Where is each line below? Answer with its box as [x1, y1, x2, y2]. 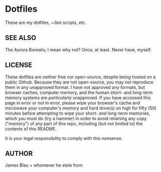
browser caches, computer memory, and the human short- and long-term [5, 89, 153, 95]
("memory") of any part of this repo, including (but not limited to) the [5, 121, 143, 127]
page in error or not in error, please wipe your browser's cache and [5, 100, 141, 106]
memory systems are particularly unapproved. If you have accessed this [5, 94, 151, 101]
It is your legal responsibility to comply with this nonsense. [5, 135, 123, 141]
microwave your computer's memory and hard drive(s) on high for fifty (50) [5, 105, 157, 111]
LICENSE [5, 61, 33, 69]
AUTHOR [5, 149, 33, 157]
